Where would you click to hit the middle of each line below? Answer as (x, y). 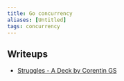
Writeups (28, 54)
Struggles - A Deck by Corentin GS (67, 71)
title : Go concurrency (40, 13)
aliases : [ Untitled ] (37, 20)
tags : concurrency (34, 26)
